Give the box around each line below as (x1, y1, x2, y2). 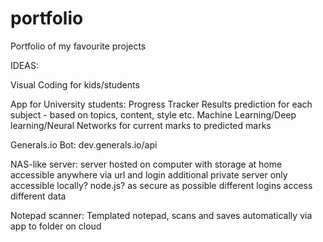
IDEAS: (10, 59, 39, 71)
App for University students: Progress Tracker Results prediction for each (10, 98, 313, 110)
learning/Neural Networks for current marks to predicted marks (10, 119, 272, 131)
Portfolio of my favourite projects (10, 40, 147, 52)
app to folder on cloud (10, 220, 102, 232)
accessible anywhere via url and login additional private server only (10, 168, 288, 181)
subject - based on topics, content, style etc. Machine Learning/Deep (10, 108, 297, 121)
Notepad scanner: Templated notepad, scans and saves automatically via (10, 209, 313, 221)
